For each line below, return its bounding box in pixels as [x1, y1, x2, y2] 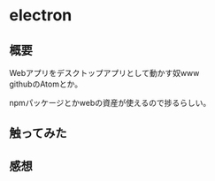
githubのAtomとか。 [9, 79, 82, 89]
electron [9, 5, 73, 26]
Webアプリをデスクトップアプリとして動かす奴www [9, 68, 200, 78]
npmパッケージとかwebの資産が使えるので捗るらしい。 [9, 98, 211, 108]
